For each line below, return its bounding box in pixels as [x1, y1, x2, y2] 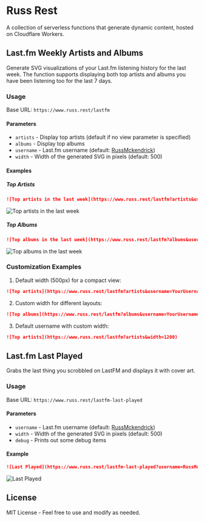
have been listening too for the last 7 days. [6, 77, 113, 84]
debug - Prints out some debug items [15, 436, 106, 443]
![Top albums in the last [6, 236, 72, 242]
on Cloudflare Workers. [6, 30, 65, 37]
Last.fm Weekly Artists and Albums [6, 48, 144, 58]
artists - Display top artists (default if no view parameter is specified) [15, 133, 191, 141]
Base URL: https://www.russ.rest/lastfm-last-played [6, 396, 143, 403]
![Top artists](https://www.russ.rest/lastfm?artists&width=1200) [6, 334, 178, 340]
